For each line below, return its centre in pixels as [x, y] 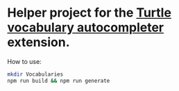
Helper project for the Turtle [89, 13]
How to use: [24, 61]
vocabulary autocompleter [86, 27]
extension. [39, 42]
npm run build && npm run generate [59, 81]
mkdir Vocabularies [35, 74]
